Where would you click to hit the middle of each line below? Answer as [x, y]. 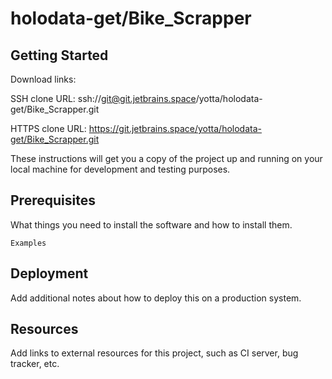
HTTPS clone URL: [48, 128]
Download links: [43, 79]
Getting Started [59, 55]
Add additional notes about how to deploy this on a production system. [156, 298]
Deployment [49, 273]
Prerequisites [53, 200]
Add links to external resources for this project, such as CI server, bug [154, 353]
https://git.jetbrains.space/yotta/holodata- [175, 128]
